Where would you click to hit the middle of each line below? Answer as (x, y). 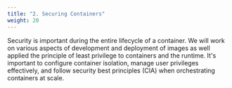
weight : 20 (23, 20)
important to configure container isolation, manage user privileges (103, 63)
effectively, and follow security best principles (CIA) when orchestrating (111, 70)
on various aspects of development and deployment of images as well (109, 48)
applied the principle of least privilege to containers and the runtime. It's (112, 55)
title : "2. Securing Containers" (56, 14)
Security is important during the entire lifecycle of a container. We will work (116, 40)
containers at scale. (36, 77)
